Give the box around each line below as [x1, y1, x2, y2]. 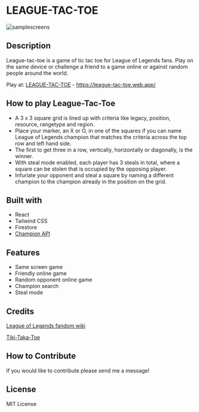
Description [6, 41, 51, 51]
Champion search [14, 283, 59, 290]
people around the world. [6, 69, 69, 77]
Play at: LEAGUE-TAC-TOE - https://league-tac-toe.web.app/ [6, 81, 156, 88]
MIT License [6, 400, 37, 407]
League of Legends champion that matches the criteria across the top [14, 133, 187, 141]
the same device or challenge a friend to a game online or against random [6, 63, 188, 70]
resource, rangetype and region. [14, 120, 95, 128]
